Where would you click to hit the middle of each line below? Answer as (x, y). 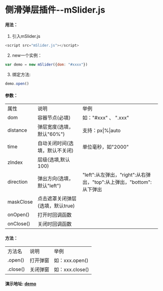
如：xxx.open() (71, 260)
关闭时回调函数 (55, 224)
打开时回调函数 (55, 215)
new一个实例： (27, 55)
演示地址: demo (21, 284)
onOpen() (19, 215)
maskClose (20, 202)
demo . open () (17, 84)
